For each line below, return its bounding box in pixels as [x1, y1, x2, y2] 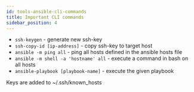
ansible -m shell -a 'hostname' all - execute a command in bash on [14, 55, 189, 62]
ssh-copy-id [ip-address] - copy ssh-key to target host [14, 42, 153, 49]
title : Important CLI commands [6, 14, 84, 20]
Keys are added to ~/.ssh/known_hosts [6, 79, 102, 86]
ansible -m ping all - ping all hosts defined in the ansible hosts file [14, 49, 183, 56]
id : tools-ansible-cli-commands [6, 8, 87, 15]
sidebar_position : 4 [6, 20, 58, 26]
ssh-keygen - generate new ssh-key [14, 36, 103, 43]
